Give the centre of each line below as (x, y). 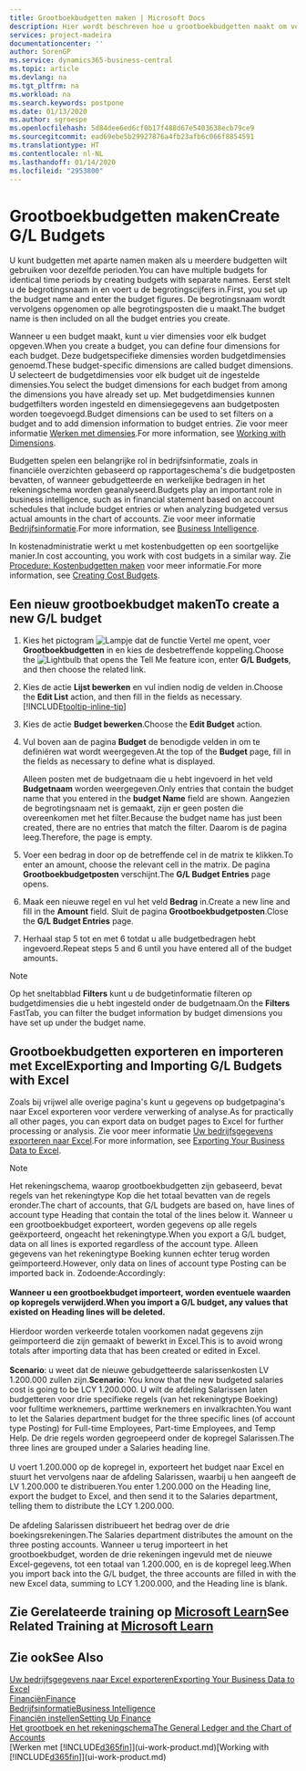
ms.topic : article (44, 69)
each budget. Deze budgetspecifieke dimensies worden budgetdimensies (148, 356)
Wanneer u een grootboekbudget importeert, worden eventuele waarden (150, 1292)
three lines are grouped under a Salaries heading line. (110, 1447)
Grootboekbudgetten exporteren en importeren (147, 1051)
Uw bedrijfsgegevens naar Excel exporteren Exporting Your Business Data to (152, 1680)
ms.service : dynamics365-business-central (91, 60)
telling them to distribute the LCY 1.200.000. (92, 1505)
